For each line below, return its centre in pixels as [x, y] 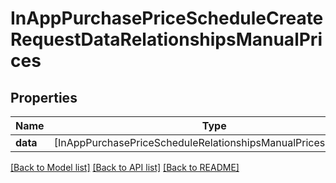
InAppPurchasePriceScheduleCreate [167, 18]
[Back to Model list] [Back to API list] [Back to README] [125, 167]
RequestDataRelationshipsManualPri [166, 39]
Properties [44, 97]
